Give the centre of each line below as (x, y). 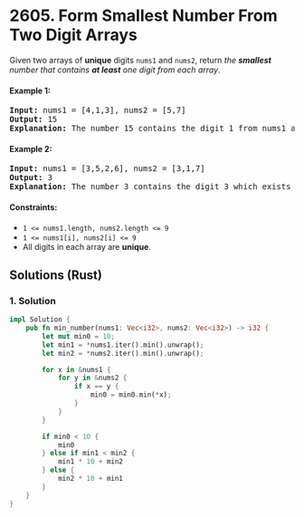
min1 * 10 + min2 (90, 462)
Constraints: (33, 207)
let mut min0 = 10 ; (79, 336)
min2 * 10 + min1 (90, 479)
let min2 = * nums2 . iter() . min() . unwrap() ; (123, 353)
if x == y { (96, 387)
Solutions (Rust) (56, 275)
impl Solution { (40, 320)
